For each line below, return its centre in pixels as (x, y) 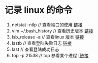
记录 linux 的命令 (38, 10)
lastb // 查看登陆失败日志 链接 (42, 43)
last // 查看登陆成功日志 (35, 49)
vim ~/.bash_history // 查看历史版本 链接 (52, 31)
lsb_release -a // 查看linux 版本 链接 (48, 37)
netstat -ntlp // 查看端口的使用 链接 (47, 25)
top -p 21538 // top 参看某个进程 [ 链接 (50, 55)
